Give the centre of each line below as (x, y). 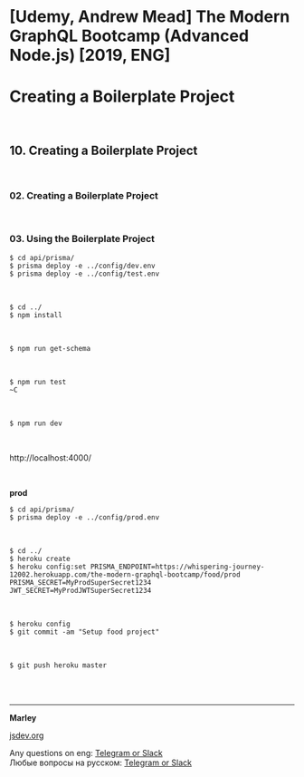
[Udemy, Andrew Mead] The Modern (150, 17)
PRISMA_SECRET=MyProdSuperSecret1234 (81, 582)
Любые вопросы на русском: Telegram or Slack (101, 762)
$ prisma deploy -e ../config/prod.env (85, 517)
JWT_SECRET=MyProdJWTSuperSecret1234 (81, 590)
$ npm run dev (36, 423)
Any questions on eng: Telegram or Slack (86, 753)
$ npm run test (38, 382)
